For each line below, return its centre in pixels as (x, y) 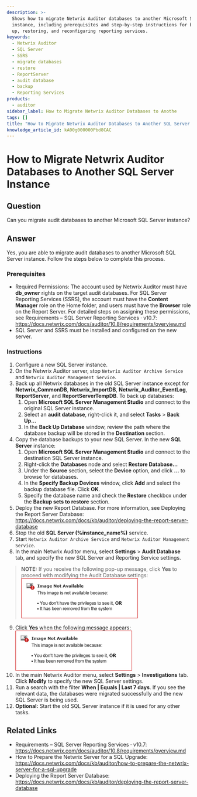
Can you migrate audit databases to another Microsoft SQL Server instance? (98, 220)
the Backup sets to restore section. (67, 502)
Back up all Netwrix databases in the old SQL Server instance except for (102, 383)
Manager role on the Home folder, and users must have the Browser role (103, 305)
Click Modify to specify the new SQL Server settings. (79, 681)
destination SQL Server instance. (63, 458)
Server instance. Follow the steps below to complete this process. (86, 259)
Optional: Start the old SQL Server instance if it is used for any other (98, 706)
